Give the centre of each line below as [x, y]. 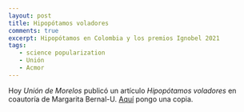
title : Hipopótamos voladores [59, 23]
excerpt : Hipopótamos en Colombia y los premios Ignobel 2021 [114, 38]
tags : [17, 46]
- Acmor [32, 68]
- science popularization [62, 53]
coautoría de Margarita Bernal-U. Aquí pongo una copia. [101, 99]
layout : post [30, 16]
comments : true [34, 30]
